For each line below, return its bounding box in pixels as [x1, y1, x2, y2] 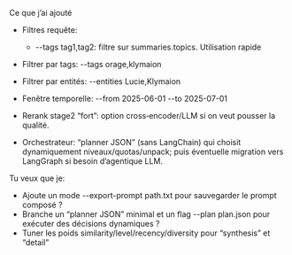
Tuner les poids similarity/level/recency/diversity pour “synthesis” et [21, 228, 271, 238]
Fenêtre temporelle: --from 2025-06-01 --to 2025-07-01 [21, 93, 228, 104]
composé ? [21, 199, 64, 210]
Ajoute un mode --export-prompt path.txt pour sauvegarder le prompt [21, 190, 277, 200]
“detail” [21, 237, 50, 247]
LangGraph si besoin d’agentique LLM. [21, 156, 164, 166]
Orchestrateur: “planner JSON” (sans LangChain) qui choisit [21, 137, 242, 147]
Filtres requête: [21, 25, 78, 35]
